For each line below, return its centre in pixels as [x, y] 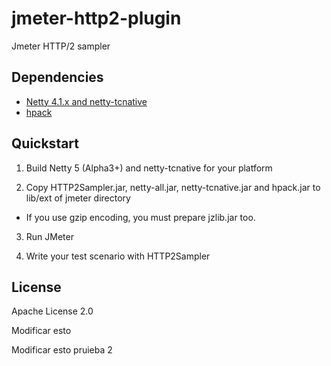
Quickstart [45, 143]
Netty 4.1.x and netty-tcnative [86, 101]
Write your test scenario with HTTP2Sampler [118, 256]
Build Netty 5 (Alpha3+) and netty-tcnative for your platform [149, 168]
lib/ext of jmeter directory [78, 198]
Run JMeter [49, 236]
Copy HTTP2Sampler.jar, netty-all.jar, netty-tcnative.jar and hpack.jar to [173, 187]
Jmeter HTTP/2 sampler [61, 46]
